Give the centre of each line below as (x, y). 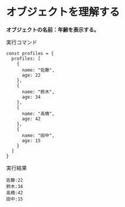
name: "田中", (38, 135)
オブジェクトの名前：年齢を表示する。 (52, 30)
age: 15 (31, 140)
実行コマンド (22, 42)
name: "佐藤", (38, 70)
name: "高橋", (38, 114)
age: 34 (31, 97)
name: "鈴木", (38, 92)
